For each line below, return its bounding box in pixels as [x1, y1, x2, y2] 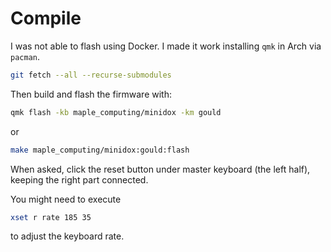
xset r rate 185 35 [10, 212, 92, 222]
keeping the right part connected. [10, 173, 149, 186]
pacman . [10, 50, 40, 62]
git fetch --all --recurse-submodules [10, 70, 172, 80]
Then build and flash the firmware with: [10, 88, 172, 100]
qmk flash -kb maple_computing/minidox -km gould [10, 107, 222, 117]
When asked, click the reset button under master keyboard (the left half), [10, 163, 311, 175]
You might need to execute [10, 193, 122, 205]
